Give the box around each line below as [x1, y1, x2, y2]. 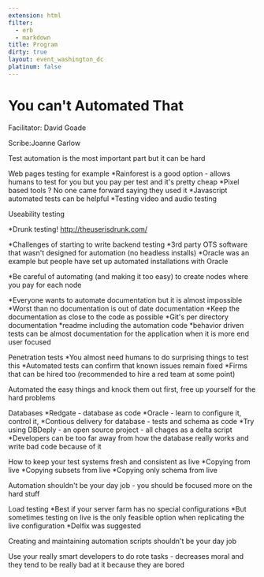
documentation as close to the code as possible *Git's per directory [8, 312, 229, 322]
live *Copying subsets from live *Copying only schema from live [8, 465, 218, 475]
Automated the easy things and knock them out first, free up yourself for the [8, 384, 256, 394]
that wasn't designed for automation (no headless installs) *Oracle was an [8, 248, 250, 257]
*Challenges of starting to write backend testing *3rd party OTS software [8, 240, 248, 249]
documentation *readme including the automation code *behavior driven [8, 320, 244, 329]
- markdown [15, 33, 51, 42]
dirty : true [8, 48, 47, 56]
